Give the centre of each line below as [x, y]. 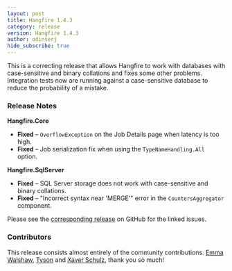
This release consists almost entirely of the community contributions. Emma [115, 252]
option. [27, 156]
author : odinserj [32, 40]
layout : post [26, 14]
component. [34, 206]
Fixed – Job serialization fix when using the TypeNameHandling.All [111, 149]
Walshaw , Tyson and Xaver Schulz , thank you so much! [86, 260]
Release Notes [32, 106]
